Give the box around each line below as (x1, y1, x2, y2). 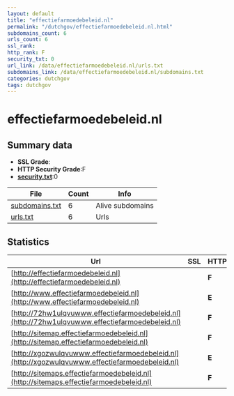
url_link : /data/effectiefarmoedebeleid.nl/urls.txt (7, 62, 164, 69)
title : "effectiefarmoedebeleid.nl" (7, 17, 114, 24)
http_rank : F (7, 49, 45, 56)
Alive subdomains (95, 201, 155, 211)
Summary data (7, 139, 73, 151)
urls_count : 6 (7, 36, 49, 43)
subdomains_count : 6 (7, 29, 68, 37)
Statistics (7, 236, 50, 247)
